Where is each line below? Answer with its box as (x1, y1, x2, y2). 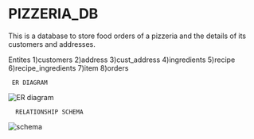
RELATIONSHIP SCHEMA (15, 108, 84, 116)
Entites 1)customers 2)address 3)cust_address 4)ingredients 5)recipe (8, 55, 236, 64)
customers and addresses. (8, 39, 96, 48)
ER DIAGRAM (11, 79, 48, 87)
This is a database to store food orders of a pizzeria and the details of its (8, 31, 247, 41)
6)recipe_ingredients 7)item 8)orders (8, 63, 129, 72)
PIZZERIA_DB (8, 5, 99, 23)
